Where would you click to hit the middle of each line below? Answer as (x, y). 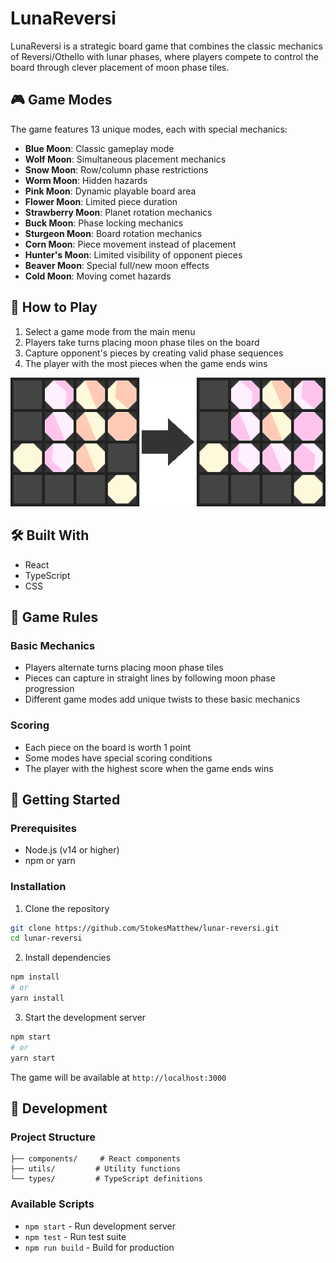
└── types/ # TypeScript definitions (106, 1179)
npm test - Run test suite (75, 1236)
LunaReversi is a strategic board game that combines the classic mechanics (166, 46)
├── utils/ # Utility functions (96, 1169)
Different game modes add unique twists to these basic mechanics (162, 699)
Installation (38, 887)
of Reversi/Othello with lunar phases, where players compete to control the (164, 56)
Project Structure (53, 1137)
